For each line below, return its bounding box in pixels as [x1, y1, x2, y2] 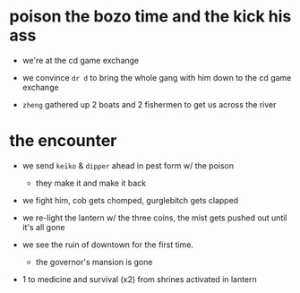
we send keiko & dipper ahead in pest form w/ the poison [21, 159, 235, 171]
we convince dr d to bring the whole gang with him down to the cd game [21, 72, 292, 82]
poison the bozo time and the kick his [9, 6, 292, 27]
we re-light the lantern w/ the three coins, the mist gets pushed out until [21, 212, 287, 223]
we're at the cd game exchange [21, 55, 140, 65]
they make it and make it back [35, 177, 147, 188]
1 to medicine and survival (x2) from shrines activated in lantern [21, 273, 257, 284]
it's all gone [21, 221, 65, 232]
